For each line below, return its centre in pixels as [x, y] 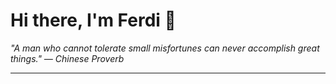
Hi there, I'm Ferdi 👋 [93, 20]
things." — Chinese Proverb [67, 58]
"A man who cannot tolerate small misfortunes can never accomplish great [165, 48]
